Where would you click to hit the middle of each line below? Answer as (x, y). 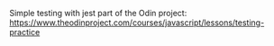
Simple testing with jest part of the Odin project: (98, 13)
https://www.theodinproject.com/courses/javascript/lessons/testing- (137, 23)
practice (25, 32)
